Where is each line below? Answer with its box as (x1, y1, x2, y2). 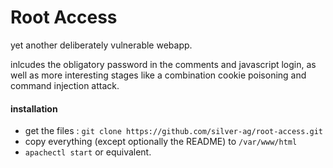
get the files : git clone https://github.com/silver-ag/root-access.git (24, 125, 324, 137)
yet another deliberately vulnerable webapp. (10, 39, 193, 51)
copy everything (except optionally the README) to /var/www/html (24, 136, 298, 148)
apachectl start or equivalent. (24, 146, 152, 158)
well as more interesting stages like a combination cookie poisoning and (10, 69, 307, 81)
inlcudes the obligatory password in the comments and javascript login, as (10, 58, 317, 70)
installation (10, 102, 58, 115)
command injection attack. (10, 79, 120, 91)
